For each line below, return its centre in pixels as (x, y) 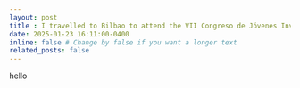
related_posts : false (50, 51)
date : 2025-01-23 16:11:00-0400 (69, 34)
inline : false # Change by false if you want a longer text (124, 42)
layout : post (33, 17)
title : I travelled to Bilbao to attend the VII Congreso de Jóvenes (143, 26)
